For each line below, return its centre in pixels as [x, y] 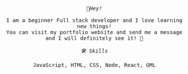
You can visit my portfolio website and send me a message [94, 32]
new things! [94, 26]
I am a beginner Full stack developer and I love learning [94, 20]
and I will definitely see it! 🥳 [94, 38]
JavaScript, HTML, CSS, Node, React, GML [94, 65]
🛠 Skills [94, 51]
